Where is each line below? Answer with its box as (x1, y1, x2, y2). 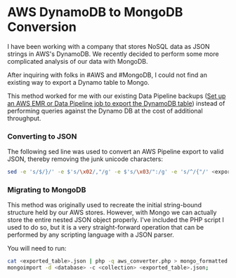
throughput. (7, 113, 41, 123)
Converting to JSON (7, 131, 77, 141)
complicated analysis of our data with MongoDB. (7, 57, 149, 65)
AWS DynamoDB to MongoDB (7, 4, 183, 20)
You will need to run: (7, 244, 67, 253)
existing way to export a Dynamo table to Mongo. (7, 78, 150, 86)
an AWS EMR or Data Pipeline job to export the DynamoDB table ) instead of (7, 99, 225, 107)
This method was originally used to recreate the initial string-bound (7, 201, 202, 209)
